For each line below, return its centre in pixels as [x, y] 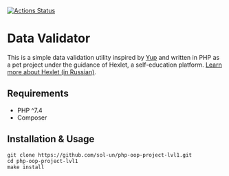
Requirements [38, 94]
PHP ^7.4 [30, 110]
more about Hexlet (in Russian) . [52, 71]
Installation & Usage [51, 139]
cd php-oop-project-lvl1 [43, 161]
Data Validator [49, 38]
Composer [32, 118]
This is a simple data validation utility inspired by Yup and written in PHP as [113, 57]
